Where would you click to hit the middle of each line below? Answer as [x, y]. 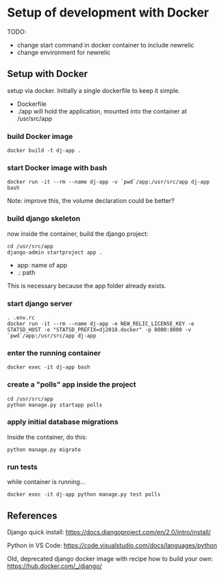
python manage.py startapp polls [55, 405]
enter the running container [54, 353]
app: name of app [42, 265]
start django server [40, 303]
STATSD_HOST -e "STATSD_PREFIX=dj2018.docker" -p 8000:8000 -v [99, 329]
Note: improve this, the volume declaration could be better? [91, 201]
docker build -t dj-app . [44, 151]
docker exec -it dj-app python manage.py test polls [84, 494]
